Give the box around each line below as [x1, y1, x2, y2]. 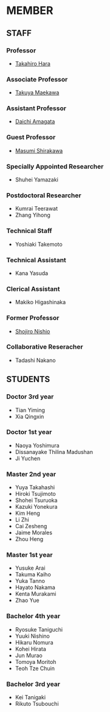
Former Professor [6, 314, 60, 323]
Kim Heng [15, 509, 41, 517]
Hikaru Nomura [15, 638, 53, 646]
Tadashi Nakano [15, 357, 56, 364]
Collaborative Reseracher [6, 343, 83, 351]
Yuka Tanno [15, 578, 46, 585]
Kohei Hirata [15, 645, 47, 652]
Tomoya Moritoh [15, 658, 57, 665]
